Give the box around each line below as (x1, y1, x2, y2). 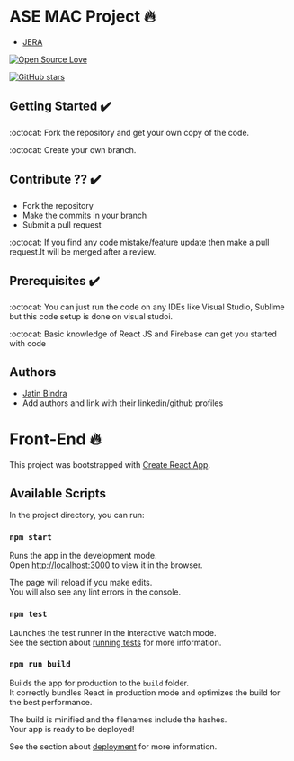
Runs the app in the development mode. (9, 551, 157, 561)
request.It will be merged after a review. (9, 246, 156, 257)
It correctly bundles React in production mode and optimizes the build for (9, 686, 281, 698)
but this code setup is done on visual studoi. (9, 311, 174, 322)
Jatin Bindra (22, 389, 67, 399)
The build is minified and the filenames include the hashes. (9, 713, 227, 725)
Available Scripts (9, 486, 106, 501)
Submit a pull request (22, 219, 102, 230)
